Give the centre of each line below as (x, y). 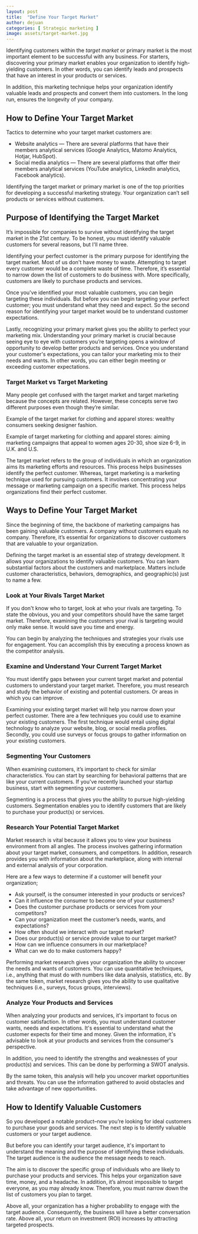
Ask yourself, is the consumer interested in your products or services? (100, 894)
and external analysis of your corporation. (57, 865)
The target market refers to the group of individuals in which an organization (99, 461)
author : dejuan (25, 22)
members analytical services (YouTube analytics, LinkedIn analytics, (98, 168)
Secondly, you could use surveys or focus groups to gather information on (96, 735)
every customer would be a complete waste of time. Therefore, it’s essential (98, 268)
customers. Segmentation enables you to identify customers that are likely (96, 805)
